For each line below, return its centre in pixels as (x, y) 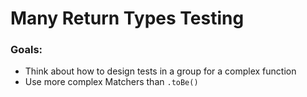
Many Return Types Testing (127, 18)
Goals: (26, 50)
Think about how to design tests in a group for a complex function (160, 71)
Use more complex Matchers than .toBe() (111, 82)
